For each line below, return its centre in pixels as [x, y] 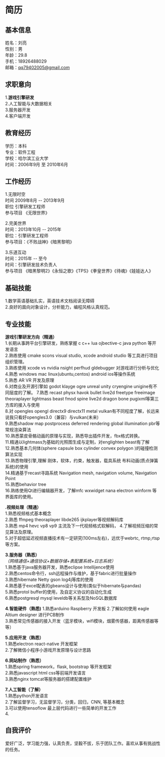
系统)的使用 [17, 467]
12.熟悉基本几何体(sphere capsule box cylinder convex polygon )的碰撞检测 [82, 448]
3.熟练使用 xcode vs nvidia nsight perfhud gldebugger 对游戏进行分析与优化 [82, 368]
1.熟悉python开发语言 [27, 696]
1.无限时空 [15, 194]
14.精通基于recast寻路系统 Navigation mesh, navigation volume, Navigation [81, 473]
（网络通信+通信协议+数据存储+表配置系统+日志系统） [61, 561]
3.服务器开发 [18, 110]
